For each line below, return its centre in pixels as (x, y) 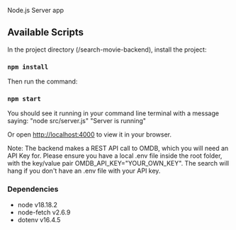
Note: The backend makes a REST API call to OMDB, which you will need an (118, 149)
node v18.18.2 (38, 205)
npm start (24, 99)
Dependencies (33, 189)
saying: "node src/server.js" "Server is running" (77, 121)
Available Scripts (45, 32)
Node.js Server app (36, 10)
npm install (28, 67)
